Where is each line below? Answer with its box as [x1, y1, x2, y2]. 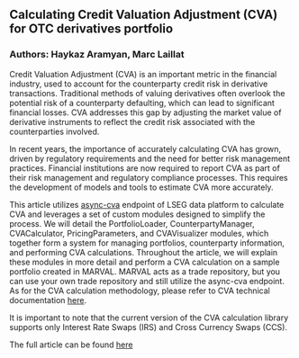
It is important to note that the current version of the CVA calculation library [9, 312, 289, 323]
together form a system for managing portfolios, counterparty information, [9, 237, 285, 248]
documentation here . [9, 294, 87, 305]
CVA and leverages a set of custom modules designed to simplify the [9, 209, 266, 219]
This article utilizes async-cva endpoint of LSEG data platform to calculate [9, 199, 285, 210]
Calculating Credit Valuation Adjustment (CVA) [9, 7, 278, 22]
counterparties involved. [9, 126, 100, 137]
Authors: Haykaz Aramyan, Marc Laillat [9, 49, 185, 61]
